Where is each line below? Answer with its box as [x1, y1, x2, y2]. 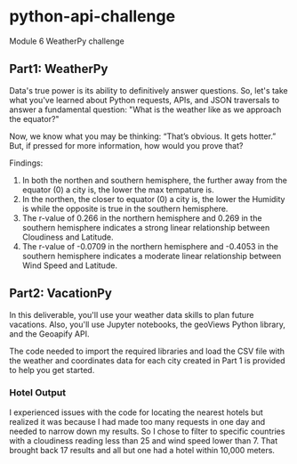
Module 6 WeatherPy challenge [9, 36, 124, 46]
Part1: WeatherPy [9, 61, 108, 77]
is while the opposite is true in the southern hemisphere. [21, 203, 229, 214]
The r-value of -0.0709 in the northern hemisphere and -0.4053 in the [21, 240, 278, 251]
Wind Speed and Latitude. [21, 260, 118, 271]
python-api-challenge [9, 6, 176, 27]
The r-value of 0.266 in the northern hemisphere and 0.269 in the [21, 212, 262, 224]
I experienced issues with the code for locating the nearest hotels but [9, 407, 264, 418]
